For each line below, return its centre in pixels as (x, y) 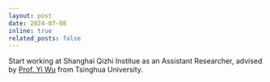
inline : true (30, 31)
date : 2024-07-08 (38, 23)
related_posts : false (45, 38)
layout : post (30, 16)
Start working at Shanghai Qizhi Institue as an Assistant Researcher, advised (135, 61)
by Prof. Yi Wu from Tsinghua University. (76, 70)
